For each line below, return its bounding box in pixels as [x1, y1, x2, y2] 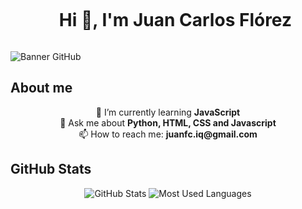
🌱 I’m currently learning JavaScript [95, 106, 241, 118]
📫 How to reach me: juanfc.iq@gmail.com [78, 128, 258, 140]
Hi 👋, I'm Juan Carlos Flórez [58, 9, 293, 32]
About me [10, 80, 73, 97]
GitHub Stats [10, 161, 92, 178]
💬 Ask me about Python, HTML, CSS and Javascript [59, 116, 277, 129]
